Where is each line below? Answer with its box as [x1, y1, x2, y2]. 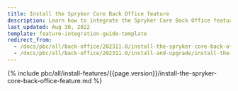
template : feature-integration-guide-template [7, 30, 147, 37]
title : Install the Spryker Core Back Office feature [7, 10, 170, 18]
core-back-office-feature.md [7, 76, 92, 85]
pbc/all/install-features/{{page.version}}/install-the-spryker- [40, 68, 217, 78]
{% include [7, 68, 40, 78]
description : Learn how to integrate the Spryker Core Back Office [7, 17, 211, 24]
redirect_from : [7, 37, 52, 44]
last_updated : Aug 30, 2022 [7, 23, 91, 30]
